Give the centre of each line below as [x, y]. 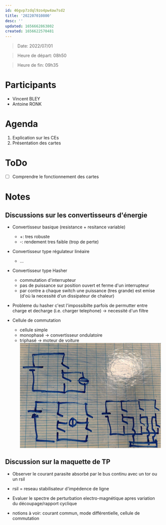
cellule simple [34, 330]
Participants [31, 85]
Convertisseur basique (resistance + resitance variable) [69, 227]
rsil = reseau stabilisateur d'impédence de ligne [61, 488]
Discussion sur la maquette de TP [58, 462]
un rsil [19, 479]
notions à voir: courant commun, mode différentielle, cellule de [76, 513]
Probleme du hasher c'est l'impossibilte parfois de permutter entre [80, 306]
